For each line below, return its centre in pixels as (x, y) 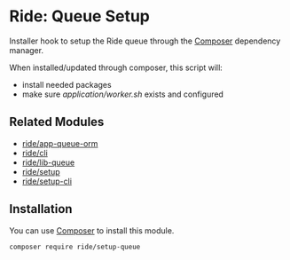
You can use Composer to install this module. (92, 230)
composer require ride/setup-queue (75, 247)
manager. (27, 50)
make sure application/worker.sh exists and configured (123, 94)
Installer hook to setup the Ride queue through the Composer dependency (145, 41)
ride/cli (35, 153)
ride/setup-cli (47, 181)
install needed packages (67, 84)
